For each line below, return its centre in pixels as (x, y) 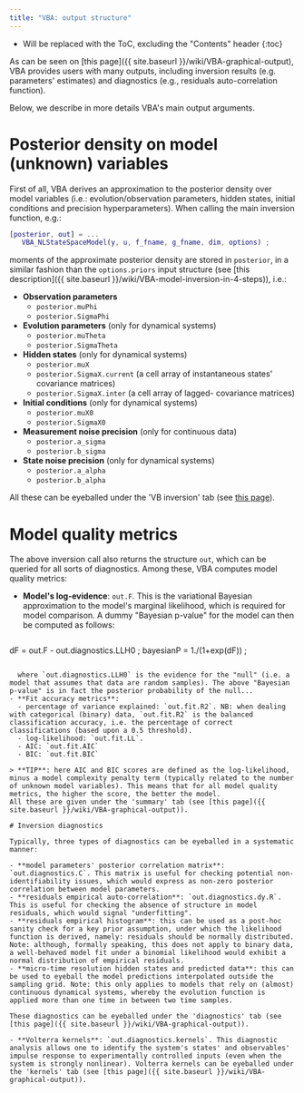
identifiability (40, 882)
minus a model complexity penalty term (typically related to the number (152, 778)
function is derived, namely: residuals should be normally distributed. (152, 937)
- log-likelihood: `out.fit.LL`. (81, 739)
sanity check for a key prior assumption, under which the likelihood (146, 929)
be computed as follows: (69, 625)
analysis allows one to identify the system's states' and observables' (150, 1049)
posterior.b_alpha (71, 481)
